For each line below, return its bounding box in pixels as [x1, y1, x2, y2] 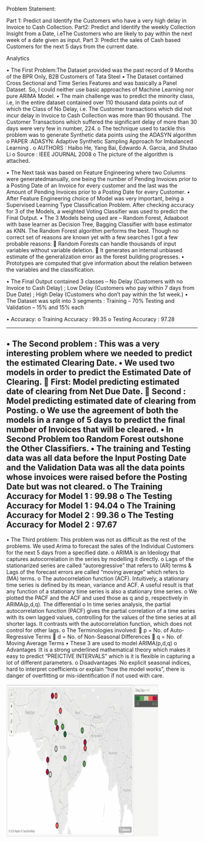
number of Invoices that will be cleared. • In [6, 425, 174, 435]
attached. [6, 157, 30, 164]
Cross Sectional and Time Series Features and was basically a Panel [6, 79, 177, 87]
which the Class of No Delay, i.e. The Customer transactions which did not [6, 105, 192, 112]
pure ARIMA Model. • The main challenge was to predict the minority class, [6, 93, 195, 99]
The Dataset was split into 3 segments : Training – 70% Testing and [6, 297, 175, 304]
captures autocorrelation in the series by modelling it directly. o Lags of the [6, 555, 194, 562]
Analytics [6, 55, 30, 62]
